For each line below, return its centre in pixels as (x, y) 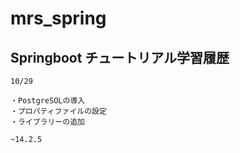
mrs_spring (58, 18)
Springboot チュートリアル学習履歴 (120, 57)
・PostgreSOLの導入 (48, 101)
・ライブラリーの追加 (47, 122)
